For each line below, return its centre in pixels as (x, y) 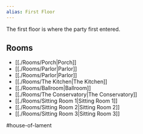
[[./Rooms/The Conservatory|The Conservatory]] (76, 95)
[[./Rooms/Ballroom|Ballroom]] (53, 88)
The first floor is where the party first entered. (63, 29)
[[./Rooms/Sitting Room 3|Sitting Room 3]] (67, 114)
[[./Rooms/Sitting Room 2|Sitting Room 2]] (67, 107)
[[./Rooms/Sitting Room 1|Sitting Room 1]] (66, 101)
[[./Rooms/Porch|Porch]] (46, 62)
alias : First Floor (31, 12)
